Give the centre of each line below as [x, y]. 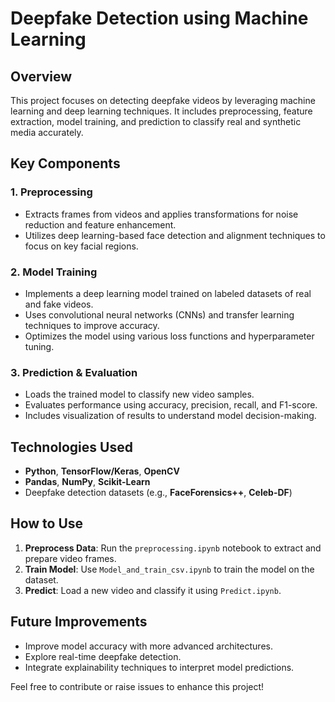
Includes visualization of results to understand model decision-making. [170, 416]
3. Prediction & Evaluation [74, 372]
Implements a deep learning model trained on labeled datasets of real [168, 293]
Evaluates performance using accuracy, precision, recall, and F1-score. [171, 405]
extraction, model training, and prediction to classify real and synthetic [156, 121]
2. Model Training [54, 272]
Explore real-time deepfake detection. [103, 656]
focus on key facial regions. [81, 246]
